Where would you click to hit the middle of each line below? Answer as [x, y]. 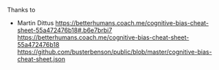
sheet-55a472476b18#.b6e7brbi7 [65, 30]
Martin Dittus [35, 23]
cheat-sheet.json [41, 59]
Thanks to [21, 10]
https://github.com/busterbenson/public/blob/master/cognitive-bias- [114, 52]
